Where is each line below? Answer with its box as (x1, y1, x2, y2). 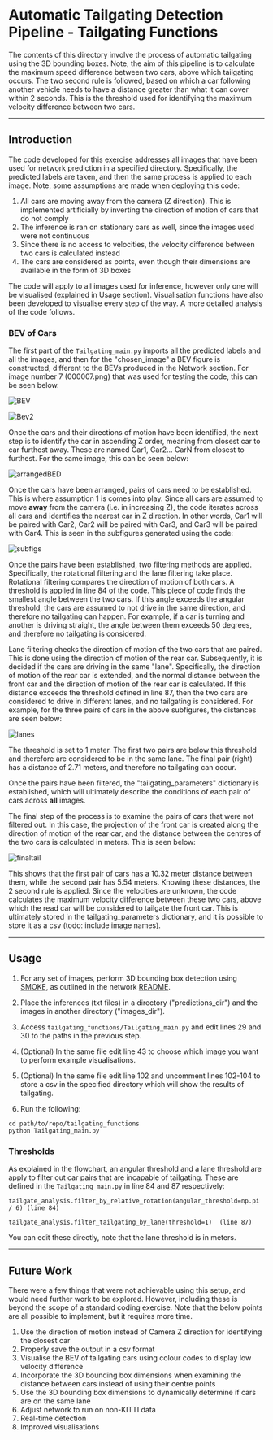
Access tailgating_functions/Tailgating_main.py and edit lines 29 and (19, 1022, 262, 1032)
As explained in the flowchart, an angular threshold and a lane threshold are (8, 1164, 262, 1174)
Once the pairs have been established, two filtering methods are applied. (8, 559, 252, 570)
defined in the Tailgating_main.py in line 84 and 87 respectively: (8, 1181, 225, 1191)
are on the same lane (19, 1396, 91, 1406)
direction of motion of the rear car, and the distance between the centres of (8, 829, 262, 838)
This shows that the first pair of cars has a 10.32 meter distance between (8, 868, 253, 879)
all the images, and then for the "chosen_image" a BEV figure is (8, 355, 221, 364)
